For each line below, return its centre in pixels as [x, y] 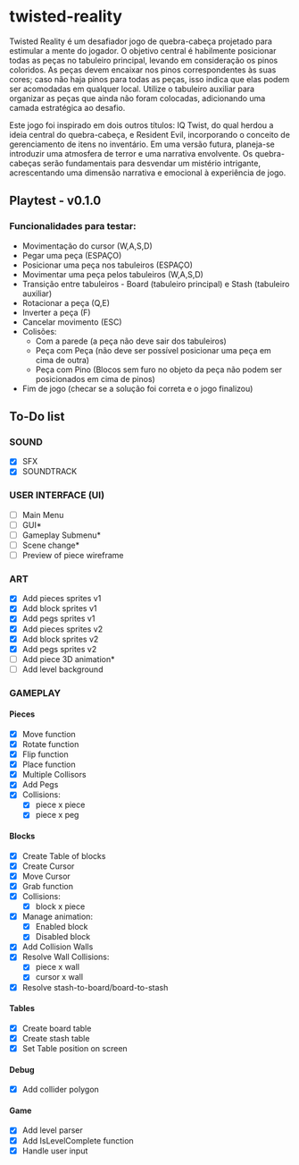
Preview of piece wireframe [73, 555]
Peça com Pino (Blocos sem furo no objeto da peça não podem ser [159, 370]
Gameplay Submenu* [61, 535]
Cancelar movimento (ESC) [72, 322]
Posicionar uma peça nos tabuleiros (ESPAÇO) [108, 265]
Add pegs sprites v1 [58, 618]
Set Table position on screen [75, 1048]
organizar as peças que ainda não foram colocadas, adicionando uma [137, 98]
